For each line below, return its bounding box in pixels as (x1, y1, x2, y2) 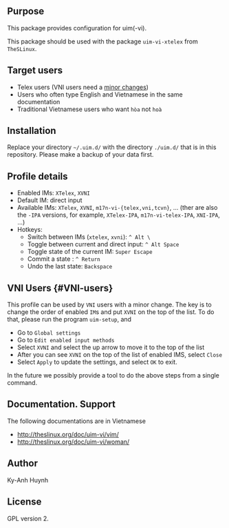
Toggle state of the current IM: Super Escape (27, 248, 153, 256)
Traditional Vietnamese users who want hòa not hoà (17, 105, 162, 113)
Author (7, 458, 38, 469)
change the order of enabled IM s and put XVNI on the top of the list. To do (7, 308, 215, 316)
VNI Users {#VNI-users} (7, 282, 113, 294)
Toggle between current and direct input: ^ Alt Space (27, 240, 179, 248)
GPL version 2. (7, 514, 50, 522)
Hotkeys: (17, 226, 43, 234)
